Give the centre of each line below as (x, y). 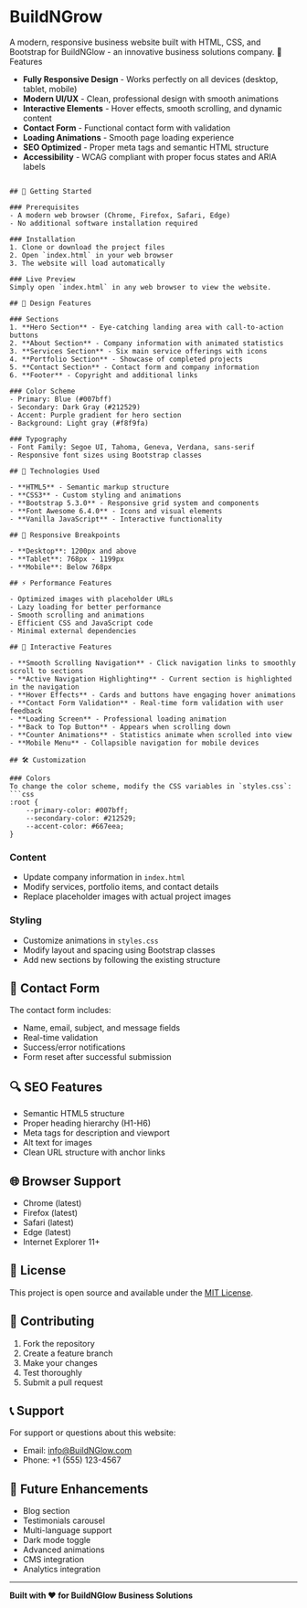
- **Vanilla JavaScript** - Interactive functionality (116, 519)
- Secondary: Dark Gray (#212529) (75, 407)
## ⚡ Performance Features (61, 583)
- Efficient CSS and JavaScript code (81, 623)
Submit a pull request (63, 1382)
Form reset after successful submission (97, 1057)
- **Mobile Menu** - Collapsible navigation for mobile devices (134, 743)
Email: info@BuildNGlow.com (77, 1451)
